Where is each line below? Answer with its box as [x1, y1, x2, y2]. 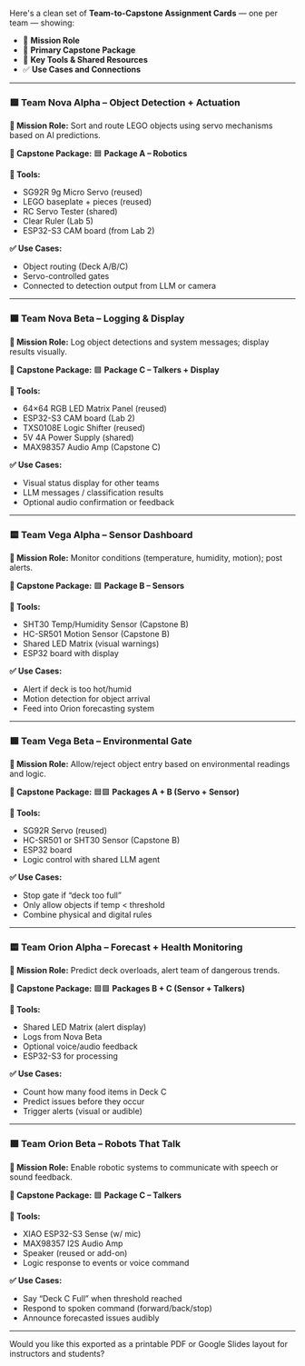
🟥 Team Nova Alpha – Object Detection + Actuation [9, 95, 241, 108]
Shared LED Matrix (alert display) [22, 1022, 147, 1032]
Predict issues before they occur [22, 1096, 145, 1107]
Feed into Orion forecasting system [22, 703, 154, 713]
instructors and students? [9, 1348, 105, 1359]
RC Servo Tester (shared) [22, 206, 118, 217]
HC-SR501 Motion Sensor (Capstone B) [22, 628, 171, 639]
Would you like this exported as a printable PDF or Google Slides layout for [9, 1338, 289, 1349]
